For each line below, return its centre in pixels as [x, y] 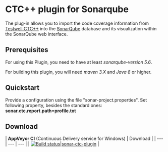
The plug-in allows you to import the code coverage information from [77, 23]
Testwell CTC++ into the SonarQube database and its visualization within [81, 28]
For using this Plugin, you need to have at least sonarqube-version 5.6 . [79, 62]
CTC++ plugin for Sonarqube [67, 9]
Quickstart [22, 88]
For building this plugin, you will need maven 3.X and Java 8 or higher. [78, 72]
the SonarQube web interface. [37, 34]
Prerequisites [27, 50]
